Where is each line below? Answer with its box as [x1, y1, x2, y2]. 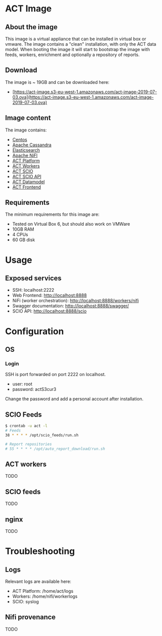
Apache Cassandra [12, 142, 52, 148]
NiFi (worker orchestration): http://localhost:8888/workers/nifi [12, 298, 139, 304]
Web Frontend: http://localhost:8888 [12, 292, 87, 298]
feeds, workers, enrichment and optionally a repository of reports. [5, 52, 140, 58]
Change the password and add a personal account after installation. [5, 396, 144, 402]
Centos [12, 136, 27, 142]
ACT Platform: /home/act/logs [12, 588, 73, 594]
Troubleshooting [5, 546, 75, 557]
